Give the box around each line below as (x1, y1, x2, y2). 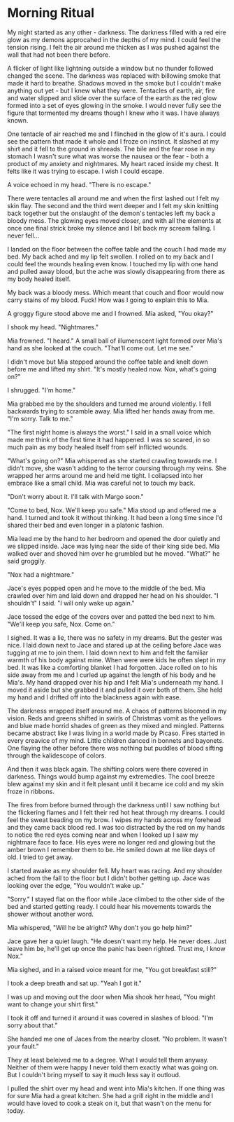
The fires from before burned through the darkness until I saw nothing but (7, 800, 220, 809)
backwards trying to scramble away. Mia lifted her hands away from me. (7, 406, 215, 415)
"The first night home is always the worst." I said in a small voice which (7, 427, 212, 436)
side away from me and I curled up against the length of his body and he (7, 671, 217, 679)
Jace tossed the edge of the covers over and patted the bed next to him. (7, 612, 217, 621)
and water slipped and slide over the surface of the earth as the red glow (7, 93, 217, 102)
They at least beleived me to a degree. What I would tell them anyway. (7, 1055, 210, 1064)
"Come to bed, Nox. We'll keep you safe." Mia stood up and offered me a (7, 506, 217, 514)
